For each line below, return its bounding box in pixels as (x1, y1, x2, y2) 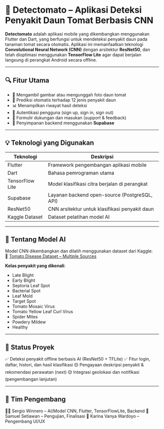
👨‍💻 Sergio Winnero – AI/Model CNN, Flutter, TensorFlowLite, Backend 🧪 (5, 408, 149, 414)
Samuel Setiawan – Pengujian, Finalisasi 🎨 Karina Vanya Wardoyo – (5, 413, 140, 419)
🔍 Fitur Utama (5, 76, 50, 85)
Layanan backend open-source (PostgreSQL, (48, 191, 153, 198)
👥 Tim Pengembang (5, 395, 66, 403)
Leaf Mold (12, 293, 33, 299)
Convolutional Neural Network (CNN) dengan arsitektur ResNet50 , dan (5, 46, 150, 52)
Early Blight (12, 277, 36, 283)
